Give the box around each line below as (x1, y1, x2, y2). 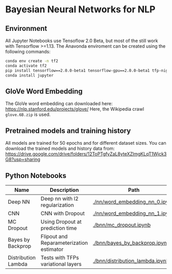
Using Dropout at (40, 218, 82, 225)
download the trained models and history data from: (5, 145, 115, 152)
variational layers (40, 260, 82, 267)
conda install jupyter (5, 73, 54, 78)
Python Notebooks (5, 171, 67, 180)
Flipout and (40, 232, 68, 240)
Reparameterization (40, 239, 88, 246)
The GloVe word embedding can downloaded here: (5, 101, 113, 107)
